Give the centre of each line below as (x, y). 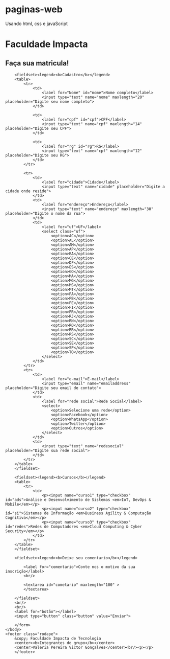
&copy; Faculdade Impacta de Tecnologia (58, 638)
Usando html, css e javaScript (36, 24)
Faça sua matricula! (37, 63)
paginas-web (34, 9)
